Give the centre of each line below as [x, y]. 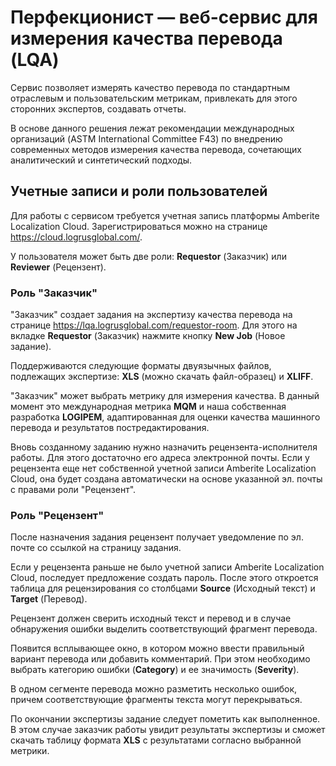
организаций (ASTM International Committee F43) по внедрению [146, 138]
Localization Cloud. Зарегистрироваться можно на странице [139, 226]
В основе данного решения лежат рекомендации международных [152, 128]
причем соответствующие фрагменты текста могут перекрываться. [156, 700]
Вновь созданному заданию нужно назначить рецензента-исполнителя [164, 447]
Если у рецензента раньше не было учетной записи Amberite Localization [167, 567]
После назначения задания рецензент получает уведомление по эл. [157, 537]
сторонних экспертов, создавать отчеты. [98, 108]
